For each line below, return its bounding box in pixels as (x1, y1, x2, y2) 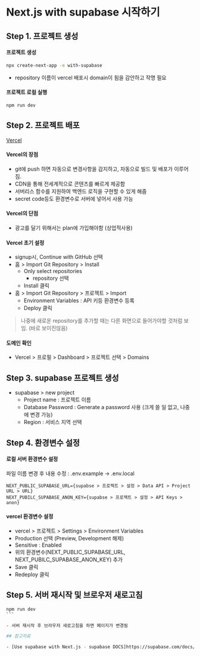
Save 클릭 (14, 563, 39, 570)
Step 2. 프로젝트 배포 (6, 120, 80, 131)
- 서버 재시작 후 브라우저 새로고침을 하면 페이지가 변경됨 (6, 623, 128, 629)
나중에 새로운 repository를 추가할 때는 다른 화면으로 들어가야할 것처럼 (20, 317, 183, 324)
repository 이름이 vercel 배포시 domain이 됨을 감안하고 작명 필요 (14, 74, 167, 81)
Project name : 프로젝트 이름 (23, 396, 91, 403)
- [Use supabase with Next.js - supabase (6, 644, 111, 650)
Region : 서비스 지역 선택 (23, 419, 82, 426)
